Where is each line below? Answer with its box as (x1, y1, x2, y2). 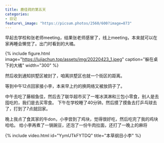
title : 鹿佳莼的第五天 (5, 7, 46, 12)
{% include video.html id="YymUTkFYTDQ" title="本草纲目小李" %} (5, 133, 142, 139)
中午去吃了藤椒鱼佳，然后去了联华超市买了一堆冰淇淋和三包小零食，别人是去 (5, 94, 159, 100)
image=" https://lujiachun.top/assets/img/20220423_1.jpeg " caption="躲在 (5, 57, 154, 62)
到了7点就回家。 (18, 106, 50, 112)
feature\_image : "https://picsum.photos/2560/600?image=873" (5, 20, 132, 26)
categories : (5, 12, 29, 17)
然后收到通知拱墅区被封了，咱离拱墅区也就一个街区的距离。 (5, 73, 125, 79)
